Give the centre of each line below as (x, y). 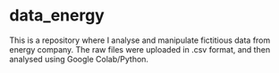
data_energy (57, 16)
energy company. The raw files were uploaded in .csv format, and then (140, 49)
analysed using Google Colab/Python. (79, 59)
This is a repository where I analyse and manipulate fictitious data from (140, 40)
